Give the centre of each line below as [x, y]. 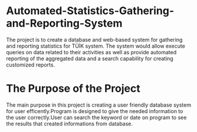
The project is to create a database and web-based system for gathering [94, 39]
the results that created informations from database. [70, 123]
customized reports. [30, 65]
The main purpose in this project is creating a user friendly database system [99, 105]
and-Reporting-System [64, 23]
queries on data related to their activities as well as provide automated [91, 52]
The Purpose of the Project [73, 89]
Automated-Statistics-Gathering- [90, 11]
